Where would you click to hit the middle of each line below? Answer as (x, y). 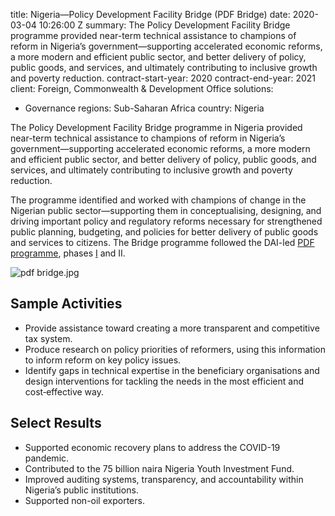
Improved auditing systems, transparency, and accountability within (164, 479)
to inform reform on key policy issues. (103, 360)
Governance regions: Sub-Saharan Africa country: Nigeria (144, 108)
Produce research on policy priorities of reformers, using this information (175, 349)
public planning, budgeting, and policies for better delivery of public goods (164, 232)
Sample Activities (66, 304)
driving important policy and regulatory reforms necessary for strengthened (166, 221)
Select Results (56, 423)
